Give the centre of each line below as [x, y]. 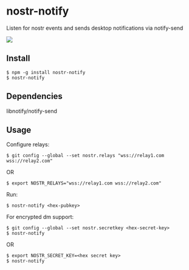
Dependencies [34, 96]
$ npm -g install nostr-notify [46, 72]
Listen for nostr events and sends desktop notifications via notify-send [95, 28]
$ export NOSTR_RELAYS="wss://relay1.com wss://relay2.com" [84, 183]
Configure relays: [28, 144]
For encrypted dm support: [40, 217]
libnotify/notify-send [32, 111]
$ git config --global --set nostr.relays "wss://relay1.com [85, 156]
